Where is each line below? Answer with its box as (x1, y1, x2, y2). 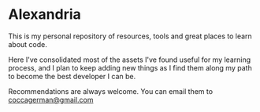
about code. (8, 39, 47, 49)
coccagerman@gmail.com (8, 95, 94, 104)
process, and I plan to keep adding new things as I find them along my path (8, 63, 252, 72)
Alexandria (8, 5, 81, 23)
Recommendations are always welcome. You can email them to (8, 86, 214, 96)
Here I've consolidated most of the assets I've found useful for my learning (8, 55, 251, 64)
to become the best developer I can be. (8, 71, 136, 81)
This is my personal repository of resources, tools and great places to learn (8, 31, 252, 41)
